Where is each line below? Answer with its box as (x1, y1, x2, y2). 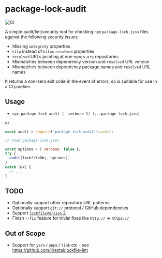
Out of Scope (5, 229, 45, 238)
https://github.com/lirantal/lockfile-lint (12, 247, 88, 253)
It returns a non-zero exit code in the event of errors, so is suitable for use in (5, 78, 157, 84)
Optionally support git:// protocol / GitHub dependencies (12, 205, 129, 211)
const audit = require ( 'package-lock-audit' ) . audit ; (5, 129, 114, 134)
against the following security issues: (5, 34, 79, 40)
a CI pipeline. (5, 83, 31, 89)
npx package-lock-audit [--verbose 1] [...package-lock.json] (12, 111, 140, 116)
